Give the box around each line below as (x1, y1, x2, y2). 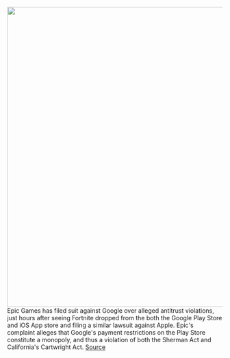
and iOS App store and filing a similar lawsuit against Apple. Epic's (7, 321, 194, 329)
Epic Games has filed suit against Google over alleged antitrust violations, (7, 307, 214, 315)
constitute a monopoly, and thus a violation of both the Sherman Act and (7, 336, 212, 344)
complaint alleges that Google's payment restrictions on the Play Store (7, 329, 206, 336)
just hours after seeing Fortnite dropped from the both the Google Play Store (7, 314, 222, 322)
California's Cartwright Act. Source (7, 343, 106, 351)
